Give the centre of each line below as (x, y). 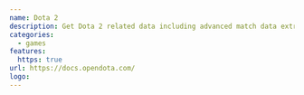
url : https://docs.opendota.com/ (72, 69)
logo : (19, 77)
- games (32, 43)
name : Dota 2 (34, 18)
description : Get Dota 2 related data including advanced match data (143, 26)
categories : (32, 34)
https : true (40, 60)
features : (28, 52)
